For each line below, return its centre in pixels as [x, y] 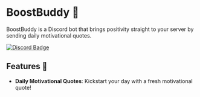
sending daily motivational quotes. [49, 35]
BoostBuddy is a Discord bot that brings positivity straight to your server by [100, 29]
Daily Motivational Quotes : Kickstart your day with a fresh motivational [104, 81]
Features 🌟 [27, 66]
